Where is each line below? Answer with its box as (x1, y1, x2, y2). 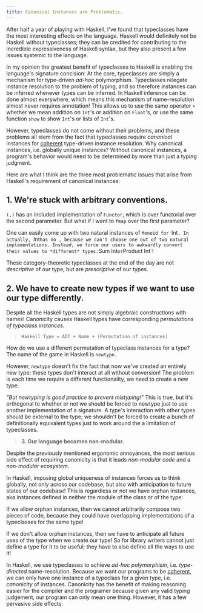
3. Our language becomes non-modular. (21, 438, 124, 445)
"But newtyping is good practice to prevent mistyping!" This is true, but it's (6, 393, 193, 401)
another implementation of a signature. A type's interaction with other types (6, 407, 196, 414)
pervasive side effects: (6, 600, 64, 608)
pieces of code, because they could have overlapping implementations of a (6, 512, 195, 519)
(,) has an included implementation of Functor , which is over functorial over (6, 211, 197, 218)
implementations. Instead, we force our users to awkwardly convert (6, 242, 183, 248)
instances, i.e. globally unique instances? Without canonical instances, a (6, 146, 187, 153)
